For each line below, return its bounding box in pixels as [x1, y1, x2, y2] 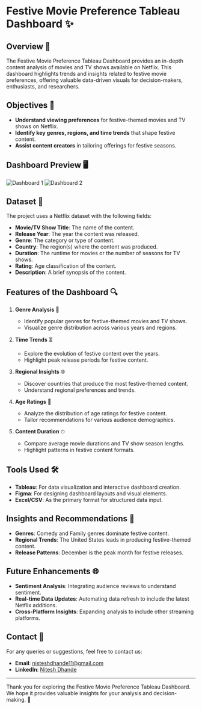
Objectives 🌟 [6, 101, 55, 111]
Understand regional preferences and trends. [23, 386, 136, 394]
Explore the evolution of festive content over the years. [23, 350, 161, 358]
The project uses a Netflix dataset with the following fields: [6, 212, 152, 220]
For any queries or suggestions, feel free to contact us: [6, 648, 142, 655]
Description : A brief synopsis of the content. [14, 269, 126, 276]
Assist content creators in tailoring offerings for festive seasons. [14, 141, 177, 149]
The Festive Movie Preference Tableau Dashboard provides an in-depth [6, 57, 183, 64]
